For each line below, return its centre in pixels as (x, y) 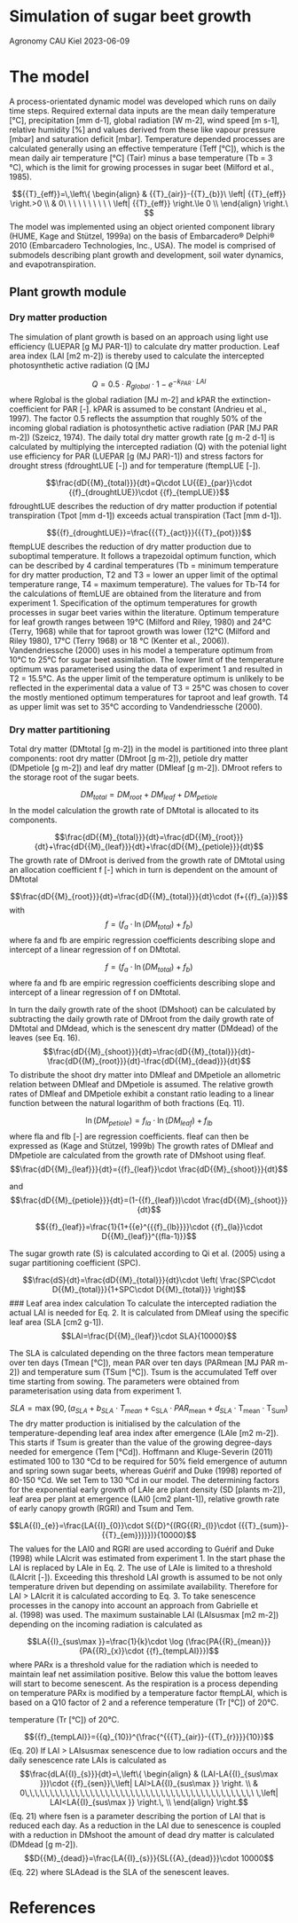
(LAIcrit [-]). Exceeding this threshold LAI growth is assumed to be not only (146, 1577)
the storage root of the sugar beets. (74, 777)
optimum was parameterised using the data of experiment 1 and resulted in (146, 669)
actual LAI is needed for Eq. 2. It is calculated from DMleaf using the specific (149, 1312)
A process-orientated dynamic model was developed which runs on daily (143, 101)
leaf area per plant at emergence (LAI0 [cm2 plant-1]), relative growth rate (144, 1499)
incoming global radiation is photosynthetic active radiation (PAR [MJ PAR (144, 428)
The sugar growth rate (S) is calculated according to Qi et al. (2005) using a (147, 1253)
